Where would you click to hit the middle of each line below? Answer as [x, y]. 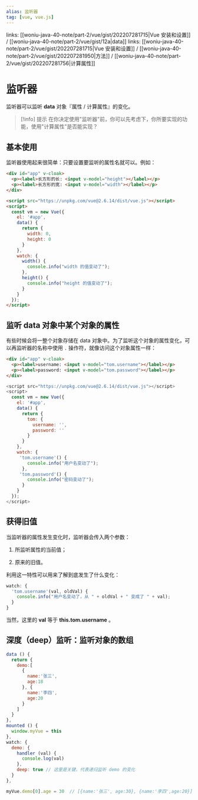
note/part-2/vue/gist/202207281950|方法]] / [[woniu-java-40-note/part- [94, 56]
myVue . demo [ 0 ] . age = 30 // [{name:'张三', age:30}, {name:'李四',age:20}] [99, 791]
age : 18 [35, 682]
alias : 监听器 [22, 12]
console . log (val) [43, 759]
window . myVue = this [37, 731]
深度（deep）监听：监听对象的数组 [70, 640]
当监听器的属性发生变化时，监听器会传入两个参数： [68, 537]
